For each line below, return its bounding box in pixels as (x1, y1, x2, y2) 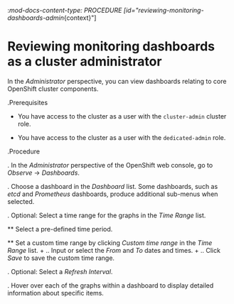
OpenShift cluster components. (7, 85, 99, 93)
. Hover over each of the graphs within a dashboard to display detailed (7, 281, 214, 290)
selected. (7, 197, 35, 205)
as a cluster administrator (7, 53, 162, 70)
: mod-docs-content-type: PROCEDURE (7, 6, 122, 14)
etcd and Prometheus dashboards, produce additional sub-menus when (7, 190, 218, 198)
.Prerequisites (7, 98, 48, 107)
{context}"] (63, 13, 97, 22)
